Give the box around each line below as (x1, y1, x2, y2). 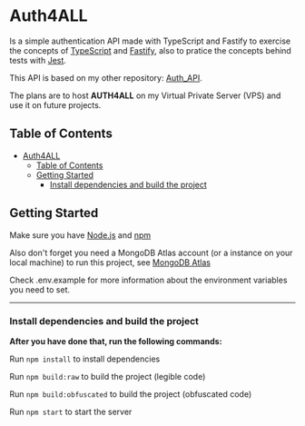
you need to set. (9, 283, 71, 295)
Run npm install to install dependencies (9, 353, 161, 364)
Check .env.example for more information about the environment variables (9, 274, 288, 285)
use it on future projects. (9, 99, 102, 110)
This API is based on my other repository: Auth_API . (9, 72, 202, 83)
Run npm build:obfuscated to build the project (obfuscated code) (9, 388, 252, 400)
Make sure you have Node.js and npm (9, 229, 152, 241)
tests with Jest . (9, 54, 66, 65)
